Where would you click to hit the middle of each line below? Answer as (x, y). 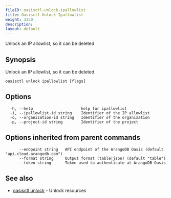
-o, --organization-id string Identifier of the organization (80, 117)
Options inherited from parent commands (73, 138)
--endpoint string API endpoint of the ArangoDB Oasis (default (91, 149)
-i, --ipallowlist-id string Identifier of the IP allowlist (80, 113)
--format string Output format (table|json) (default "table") (92, 158)
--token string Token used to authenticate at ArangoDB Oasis (92, 163)
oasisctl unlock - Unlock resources (49, 191)
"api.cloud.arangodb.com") (34, 154)
